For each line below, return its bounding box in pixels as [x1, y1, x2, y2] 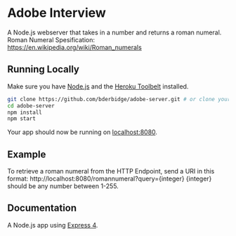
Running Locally [7, 63, 79, 75]
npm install [7, 109, 42, 116]
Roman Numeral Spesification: [7, 35, 95, 44]
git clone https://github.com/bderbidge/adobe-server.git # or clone [7, 96, 216, 103]
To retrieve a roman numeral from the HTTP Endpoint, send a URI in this [7, 167, 215, 176]
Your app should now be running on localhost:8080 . [7, 128, 158, 136]
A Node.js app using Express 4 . [7, 221, 98, 229]
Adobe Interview [7, 5, 107, 21]
